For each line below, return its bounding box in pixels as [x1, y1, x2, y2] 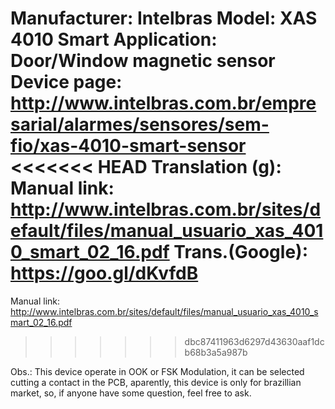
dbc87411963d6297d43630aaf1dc [184, 335, 325, 347]
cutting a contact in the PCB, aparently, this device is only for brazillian [10, 376, 302, 388]
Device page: [10, 71, 123, 94]
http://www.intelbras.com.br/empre [10, 92, 317, 115]
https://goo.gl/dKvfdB [10, 262, 199, 285]
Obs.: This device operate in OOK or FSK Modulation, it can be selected [10, 365, 305, 377]
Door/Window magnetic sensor [10, 50, 276, 72]
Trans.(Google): [173, 241, 308, 264]
